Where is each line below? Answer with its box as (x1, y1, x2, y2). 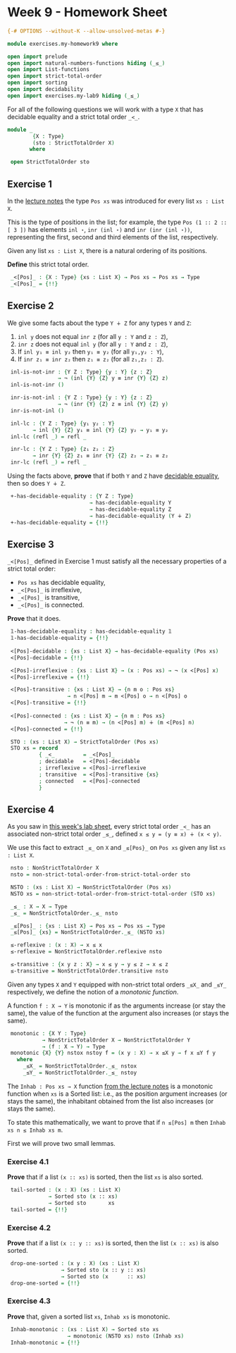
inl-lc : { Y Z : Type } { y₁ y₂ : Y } (10, 420, 115, 427)
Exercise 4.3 (7, 1296, 51, 1306)
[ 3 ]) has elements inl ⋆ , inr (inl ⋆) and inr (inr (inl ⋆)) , (7, 225, 192, 233)
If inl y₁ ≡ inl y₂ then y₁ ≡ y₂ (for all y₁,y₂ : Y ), (17, 347, 164, 356)
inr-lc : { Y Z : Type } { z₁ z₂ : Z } (10, 445, 115, 453)
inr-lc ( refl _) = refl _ (10, 459, 87, 466)
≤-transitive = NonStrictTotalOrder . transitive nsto (10, 967, 169, 975)
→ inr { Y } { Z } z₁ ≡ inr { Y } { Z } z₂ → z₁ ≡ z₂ (32, 452, 169, 459)
